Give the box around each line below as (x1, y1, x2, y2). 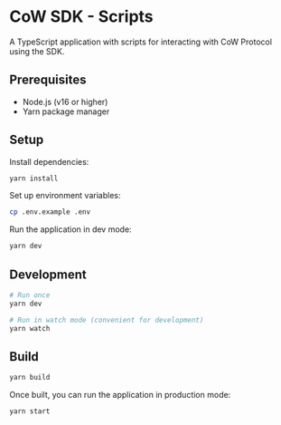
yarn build (9, 373, 51, 382)
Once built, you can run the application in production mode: (9, 390, 231, 401)
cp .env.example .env (9, 208, 91, 217)
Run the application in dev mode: (9, 224, 133, 235)
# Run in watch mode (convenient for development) (9, 315, 204, 324)
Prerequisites (9, 72, 87, 88)
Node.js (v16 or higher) (22, 96, 108, 107)
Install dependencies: (9, 156, 89, 167)
